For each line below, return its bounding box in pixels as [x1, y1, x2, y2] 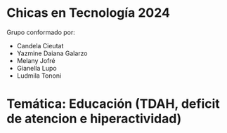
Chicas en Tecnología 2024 [6, 5, 170, 21]
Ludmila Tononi [16, 71, 62, 80]
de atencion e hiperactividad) [6, 111, 182, 127]
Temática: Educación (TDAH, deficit [6, 96, 221, 112]
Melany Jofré [16, 56, 56, 64]
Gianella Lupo [16, 64, 57, 72]
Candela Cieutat [16, 41, 64, 50]
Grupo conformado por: [6, 28, 75, 36]
